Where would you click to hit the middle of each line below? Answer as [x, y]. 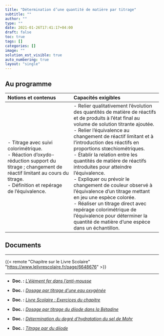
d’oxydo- [44, 154]
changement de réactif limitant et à [113, 136]
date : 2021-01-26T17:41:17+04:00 [39, 28]
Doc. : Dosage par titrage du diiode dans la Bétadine [65, 309]
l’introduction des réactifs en [106, 142]
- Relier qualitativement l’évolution [113, 105]
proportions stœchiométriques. [109, 148]
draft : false [18, 32]
